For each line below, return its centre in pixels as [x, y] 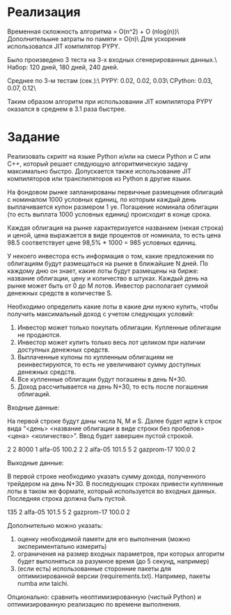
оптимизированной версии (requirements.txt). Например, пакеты [114, 576]
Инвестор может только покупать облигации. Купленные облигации [119, 327]
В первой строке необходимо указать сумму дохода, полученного [107, 476]
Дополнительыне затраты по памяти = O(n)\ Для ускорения [97, 38]
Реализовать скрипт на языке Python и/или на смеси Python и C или [109, 156]
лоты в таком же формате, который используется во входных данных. [112, 491]
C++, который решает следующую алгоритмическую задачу [98, 164]
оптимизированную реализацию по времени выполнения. [94, 604]
